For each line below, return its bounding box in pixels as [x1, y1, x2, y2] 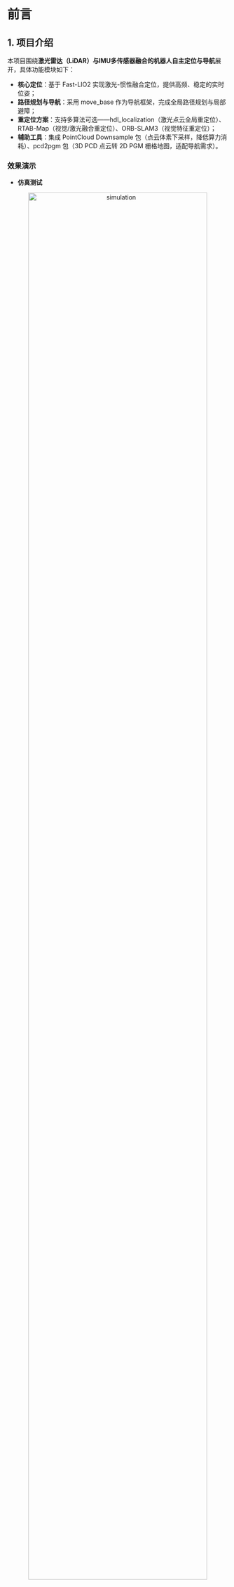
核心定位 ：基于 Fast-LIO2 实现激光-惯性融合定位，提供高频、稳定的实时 [17, 80, 224, 89]
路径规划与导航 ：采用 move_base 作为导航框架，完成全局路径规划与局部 [17, 98, 226, 106]
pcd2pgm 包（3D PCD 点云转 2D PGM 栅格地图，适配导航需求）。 [32, 142, 222, 150]
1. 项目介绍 [7, 37, 54, 48]
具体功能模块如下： [19, 65, 75, 74]
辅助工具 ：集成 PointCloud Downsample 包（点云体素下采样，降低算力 [17, 133, 221, 141]
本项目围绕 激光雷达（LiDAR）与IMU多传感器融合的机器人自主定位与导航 [7, 57, 216, 65]
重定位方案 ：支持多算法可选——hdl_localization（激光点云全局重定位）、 [17, 115, 226, 124]
